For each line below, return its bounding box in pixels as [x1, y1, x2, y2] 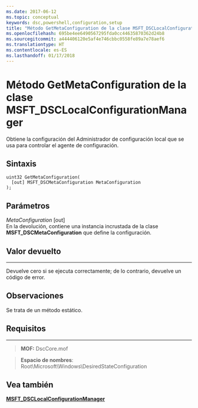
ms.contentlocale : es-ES [6, 47, 67, 53]
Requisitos [6, 323, 46, 334]
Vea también [6, 380, 54, 390]
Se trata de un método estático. [6, 306, 83, 313]
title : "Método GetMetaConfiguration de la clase [6, 25, 131, 31]
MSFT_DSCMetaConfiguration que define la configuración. [6, 229, 152, 237]
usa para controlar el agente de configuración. [6, 141, 119, 148]
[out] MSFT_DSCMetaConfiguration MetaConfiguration [11, 180, 141, 186]
